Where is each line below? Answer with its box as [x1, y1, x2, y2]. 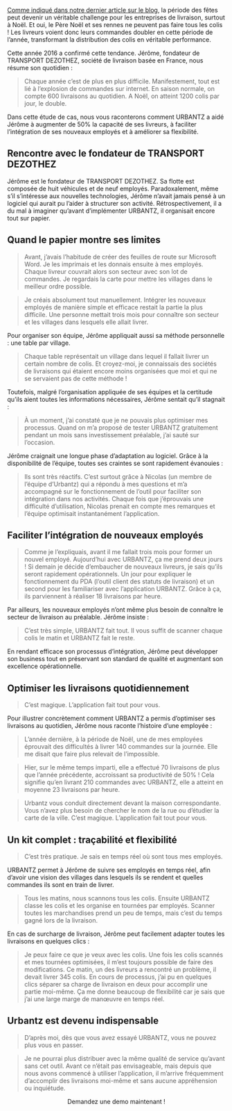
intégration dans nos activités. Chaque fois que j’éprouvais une [24, 494, 204, 503]
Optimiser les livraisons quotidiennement [7, 682, 190, 694]
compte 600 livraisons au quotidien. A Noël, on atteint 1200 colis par [24, 92, 220, 100]
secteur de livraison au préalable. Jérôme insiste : [7, 613, 150, 622]
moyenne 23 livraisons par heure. [24, 786, 120, 794]
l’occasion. [24, 438, 55, 446]
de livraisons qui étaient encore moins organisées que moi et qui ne [24, 366, 217, 375]
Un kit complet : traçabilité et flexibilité [7, 834, 178, 845]
